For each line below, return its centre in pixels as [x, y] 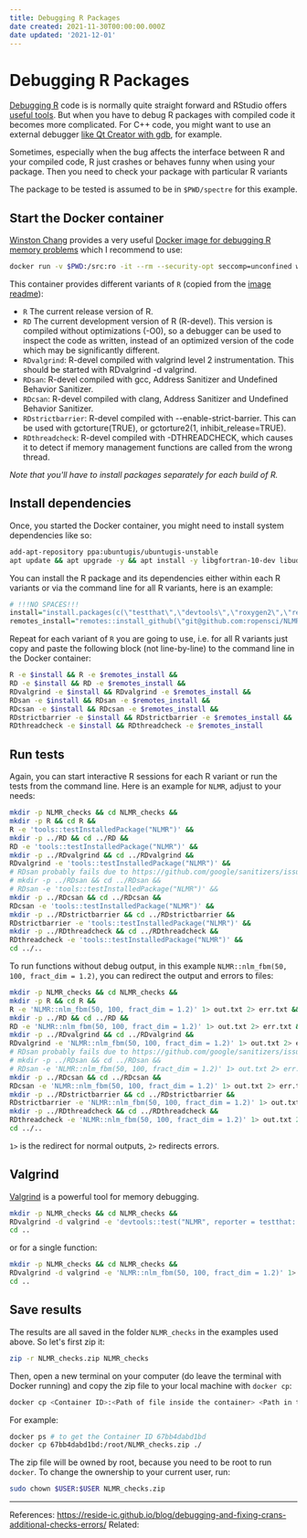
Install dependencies [70, 504]
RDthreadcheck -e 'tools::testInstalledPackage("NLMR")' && [127, 940]
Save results [46, 1310]
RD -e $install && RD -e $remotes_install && [97, 684]
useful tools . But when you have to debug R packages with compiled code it [152, 115]
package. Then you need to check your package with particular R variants [148, 172]
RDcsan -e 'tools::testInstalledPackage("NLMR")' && [112, 906]
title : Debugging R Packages [65, 18]
